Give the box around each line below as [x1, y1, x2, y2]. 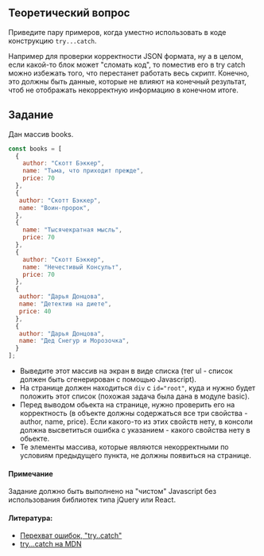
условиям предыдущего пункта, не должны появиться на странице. [19, 451, 252, 460]
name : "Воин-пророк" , [18, 204, 91, 212]
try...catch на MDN [19, 539, 82, 549]
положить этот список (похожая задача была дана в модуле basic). [19, 391, 250, 401]
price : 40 [18, 307, 52, 315]
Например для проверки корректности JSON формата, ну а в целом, [8, 51, 244, 60]
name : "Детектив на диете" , [18, 300, 112, 308]
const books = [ [8, 145, 62, 153]
